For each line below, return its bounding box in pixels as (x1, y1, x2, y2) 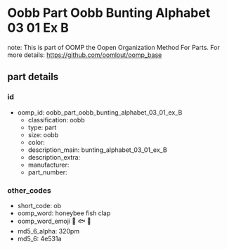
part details (7, 71, 59, 83)
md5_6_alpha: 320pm (17, 226, 79, 235)
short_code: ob (17, 201, 62, 210)
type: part (27, 123, 57, 132)
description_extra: (27, 153, 81, 161)
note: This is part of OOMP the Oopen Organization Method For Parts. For (7, 43, 220, 51)
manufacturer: (27, 160, 70, 169)
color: (27, 138, 46, 146)
